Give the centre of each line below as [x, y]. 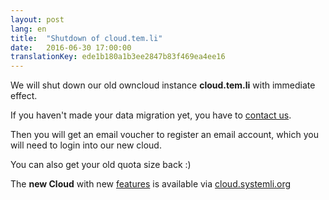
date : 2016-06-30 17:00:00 [71, 47]
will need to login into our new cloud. [86, 145]
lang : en [28, 29]
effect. [24, 96]
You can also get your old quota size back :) [101, 165]
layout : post [37, 19]
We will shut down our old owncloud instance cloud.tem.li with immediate [163, 85]
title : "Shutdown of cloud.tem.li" [86, 38]
